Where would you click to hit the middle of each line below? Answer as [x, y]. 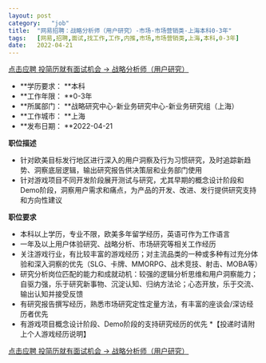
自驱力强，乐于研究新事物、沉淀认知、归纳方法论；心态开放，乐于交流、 [139, 284]
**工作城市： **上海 [52, 116]
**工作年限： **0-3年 [56, 96]
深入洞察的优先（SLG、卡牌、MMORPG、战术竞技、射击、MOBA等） [148, 264]
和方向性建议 [41, 200]
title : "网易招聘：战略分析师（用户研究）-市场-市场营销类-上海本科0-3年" [120, 30]
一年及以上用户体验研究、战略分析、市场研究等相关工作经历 [118, 244]
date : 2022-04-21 [41, 46]
